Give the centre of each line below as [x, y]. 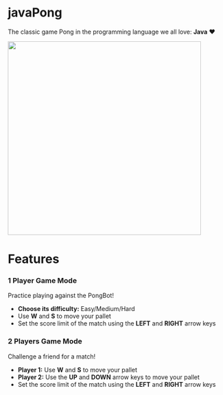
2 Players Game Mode [45, 341]
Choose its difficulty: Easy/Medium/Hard [77, 309]
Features [34, 259]
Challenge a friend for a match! [52, 356]
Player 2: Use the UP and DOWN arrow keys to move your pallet [108, 377]
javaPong [35, 13]
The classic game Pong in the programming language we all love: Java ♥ [111, 32]
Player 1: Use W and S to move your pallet [78, 370]
